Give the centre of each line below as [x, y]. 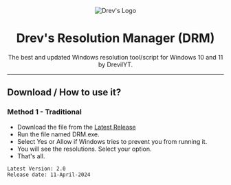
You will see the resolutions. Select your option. [84, 149]
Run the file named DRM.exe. [58, 134]
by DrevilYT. [115, 64]
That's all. [31, 156]
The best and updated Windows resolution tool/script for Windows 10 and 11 [115, 57]
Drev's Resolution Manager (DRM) [115, 38]
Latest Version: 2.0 [37, 169]
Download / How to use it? [64, 92]
